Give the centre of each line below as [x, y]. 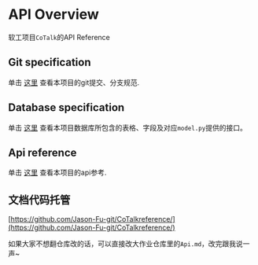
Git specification [50, 63]
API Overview [54, 15]
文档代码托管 [39, 199]
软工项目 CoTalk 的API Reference [59, 37]
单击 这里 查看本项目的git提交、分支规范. [74, 82]
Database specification [66, 108]
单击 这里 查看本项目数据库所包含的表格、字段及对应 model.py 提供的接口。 [128, 127]
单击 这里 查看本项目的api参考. [57, 173]
